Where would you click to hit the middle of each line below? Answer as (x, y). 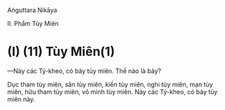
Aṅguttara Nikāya (32, 10)
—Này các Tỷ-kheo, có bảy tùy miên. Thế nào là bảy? (85, 71)
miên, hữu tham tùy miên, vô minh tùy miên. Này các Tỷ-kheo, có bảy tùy (112, 92)
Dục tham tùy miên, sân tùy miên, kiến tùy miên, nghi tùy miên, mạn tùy (110, 84)
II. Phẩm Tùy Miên (33, 23)
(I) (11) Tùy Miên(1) (61, 52)
